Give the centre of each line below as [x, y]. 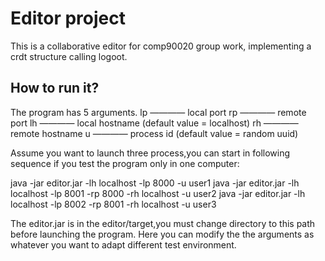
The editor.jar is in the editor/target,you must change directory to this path [163, 223]
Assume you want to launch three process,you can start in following [150, 153]
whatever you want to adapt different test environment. [123, 244]
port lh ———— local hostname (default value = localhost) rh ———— [154, 123]
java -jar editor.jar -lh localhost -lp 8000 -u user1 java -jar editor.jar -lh [155, 183]
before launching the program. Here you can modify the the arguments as [162, 234]
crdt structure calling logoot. [69, 56]
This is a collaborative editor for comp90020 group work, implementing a [161, 46]
